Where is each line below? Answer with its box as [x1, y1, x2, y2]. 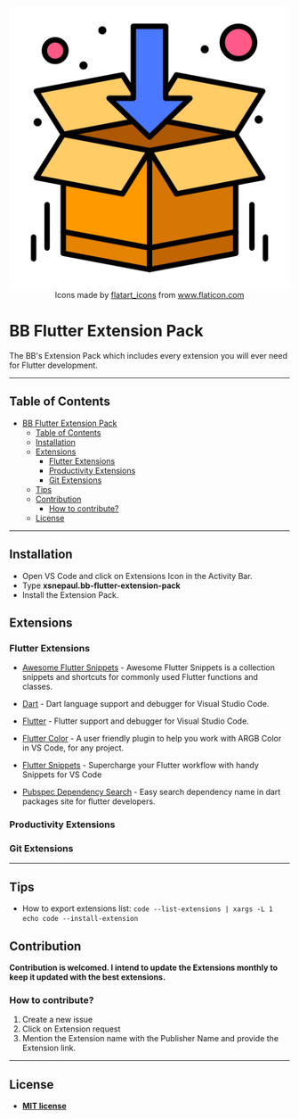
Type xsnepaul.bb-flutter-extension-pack [21, 580, 181, 591]
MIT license [21, 1100, 67, 1112]
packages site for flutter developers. [21, 796, 156, 807]
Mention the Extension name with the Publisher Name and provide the [21, 1033, 279, 1044]
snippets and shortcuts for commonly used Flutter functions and [21, 672, 258, 683]
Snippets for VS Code [21, 769, 102, 780]
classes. [21, 681, 53, 692]
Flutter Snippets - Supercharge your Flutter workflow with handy [21, 760, 260, 771]
